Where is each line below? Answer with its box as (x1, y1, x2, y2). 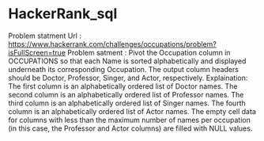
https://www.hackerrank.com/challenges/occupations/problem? (8, 39, 217, 48)
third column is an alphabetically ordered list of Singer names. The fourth (8, 98, 247, 108)
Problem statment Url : (8, 31, 81, 40)
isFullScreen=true (8, 48, 66, 57)
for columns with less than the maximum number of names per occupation (8, 115, 251, 124)
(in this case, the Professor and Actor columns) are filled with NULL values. (8, 124, 253, 133)
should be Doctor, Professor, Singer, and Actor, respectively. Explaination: (8, 73, 248, 82)
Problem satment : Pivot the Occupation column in (66, 48, 231, 57)
